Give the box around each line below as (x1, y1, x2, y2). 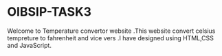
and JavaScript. (7, 41, 52, 49)
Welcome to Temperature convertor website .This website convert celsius (7, 27, 216, 35)
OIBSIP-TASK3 (7, 4, 91, 20)
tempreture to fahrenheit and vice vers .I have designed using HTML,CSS (7, 33, 214, 42)
